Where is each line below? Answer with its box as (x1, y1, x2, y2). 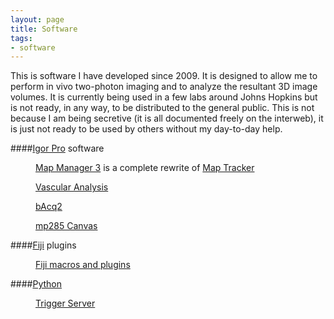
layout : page (10, 14, 65, 25)
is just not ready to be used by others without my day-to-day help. (10, 123, 283, 135)
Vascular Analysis (35, 181, 109, 193)
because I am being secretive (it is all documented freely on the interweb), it (10, 112, 324, 125)
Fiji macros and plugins (35, 259, 131, 271)
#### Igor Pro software (10, 142, 105, 155)
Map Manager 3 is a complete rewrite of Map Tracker (35, 162, 255, 174)
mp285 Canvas (35, 220, 98, 232)
